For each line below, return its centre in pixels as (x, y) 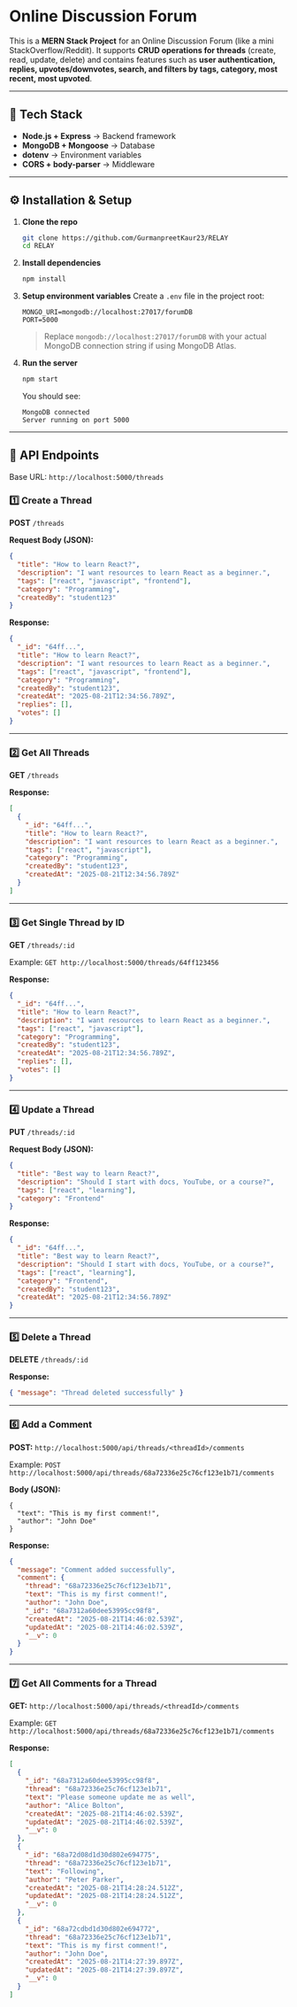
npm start (40, 379)
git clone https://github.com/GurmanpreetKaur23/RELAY (125, 238)
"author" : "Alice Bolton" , (75, 1805)
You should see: (51, 397)
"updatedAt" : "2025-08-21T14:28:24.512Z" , (104, 1896)
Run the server (49, 363)
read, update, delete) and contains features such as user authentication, (142, 59)
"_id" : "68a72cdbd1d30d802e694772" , (93, 1929)
